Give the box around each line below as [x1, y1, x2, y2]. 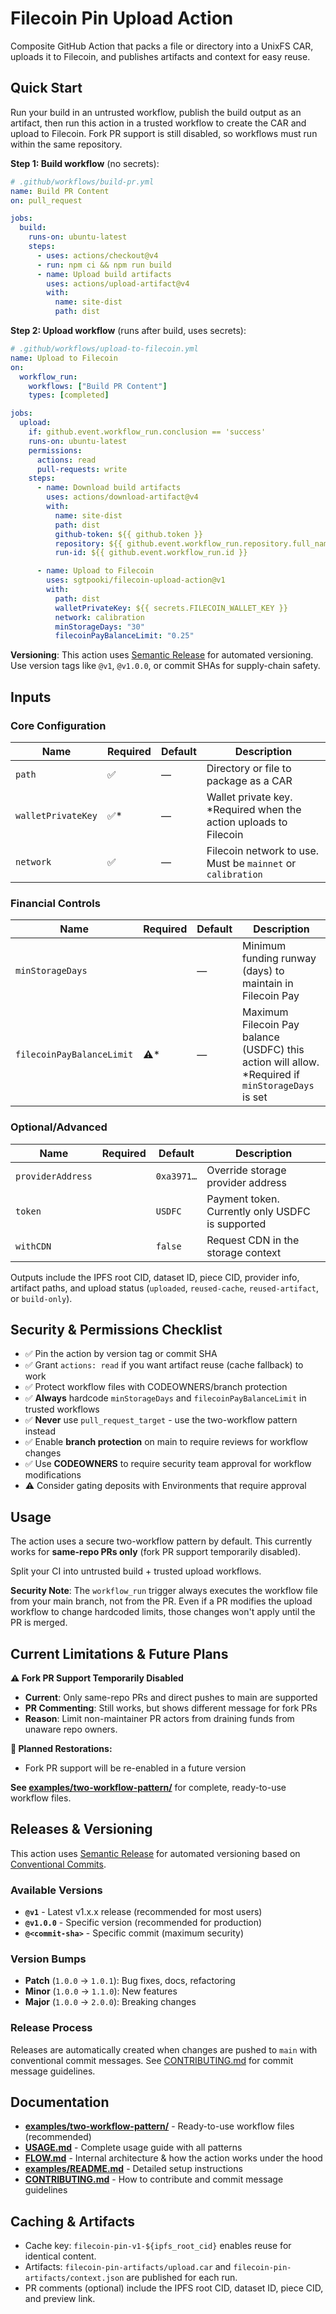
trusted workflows [24, 1403, 100, 1416]
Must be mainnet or [206, 856, 297, 870]
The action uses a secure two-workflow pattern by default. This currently [10, 1535, 313, 1547]
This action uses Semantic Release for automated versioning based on [10, 1847, 301, 1859]
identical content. [24, 2250, 97, 2262]
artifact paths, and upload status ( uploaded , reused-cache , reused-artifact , [10, 1282, 320, 1294]
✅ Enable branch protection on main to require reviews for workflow [24, 1436, 309, 1448]
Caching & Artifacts [10, 2213, 136, 2230]
